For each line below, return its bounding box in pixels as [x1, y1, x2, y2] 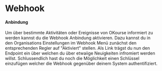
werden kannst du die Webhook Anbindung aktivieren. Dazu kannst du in [5, 35, 151, 41]
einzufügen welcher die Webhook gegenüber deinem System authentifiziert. [5, 61, 158, 67]
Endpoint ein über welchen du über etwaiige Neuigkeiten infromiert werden [5, 50, 155, 56]
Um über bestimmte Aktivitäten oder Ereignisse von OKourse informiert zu [5, 30, 153, 36]
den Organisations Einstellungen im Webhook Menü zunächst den [5, 40, 137, 46]
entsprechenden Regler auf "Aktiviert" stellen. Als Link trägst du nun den [5, 45, 150, 51]
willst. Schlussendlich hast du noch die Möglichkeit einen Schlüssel [5, 56, 140, 61]
